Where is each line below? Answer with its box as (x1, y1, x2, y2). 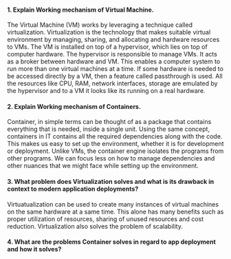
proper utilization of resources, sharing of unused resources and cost (7, 214, 204, 223)
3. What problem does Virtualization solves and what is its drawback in (7, 178, 214, 185)
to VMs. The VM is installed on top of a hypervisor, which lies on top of (7, 43, 208, 51)
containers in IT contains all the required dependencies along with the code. (7, 132, 223, 141)
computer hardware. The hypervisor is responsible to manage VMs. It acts (7, 50, 218, 59)
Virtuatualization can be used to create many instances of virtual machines (7, 200, 219, 208)
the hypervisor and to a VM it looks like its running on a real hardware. (7, 87, 206, 95)
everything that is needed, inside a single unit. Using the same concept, (7, 125, 210, 134)
